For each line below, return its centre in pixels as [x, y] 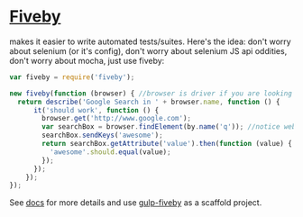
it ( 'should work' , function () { [96, 110]
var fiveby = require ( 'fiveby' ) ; [72, 77]
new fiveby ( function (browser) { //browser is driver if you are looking [151, 93]
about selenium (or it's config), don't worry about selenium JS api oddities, [148, 50]
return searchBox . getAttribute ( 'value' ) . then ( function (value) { [167, 144]
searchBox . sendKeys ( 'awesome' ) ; [103, 136]
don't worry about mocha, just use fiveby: [87, 60]
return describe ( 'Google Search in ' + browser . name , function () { [149, 102]
